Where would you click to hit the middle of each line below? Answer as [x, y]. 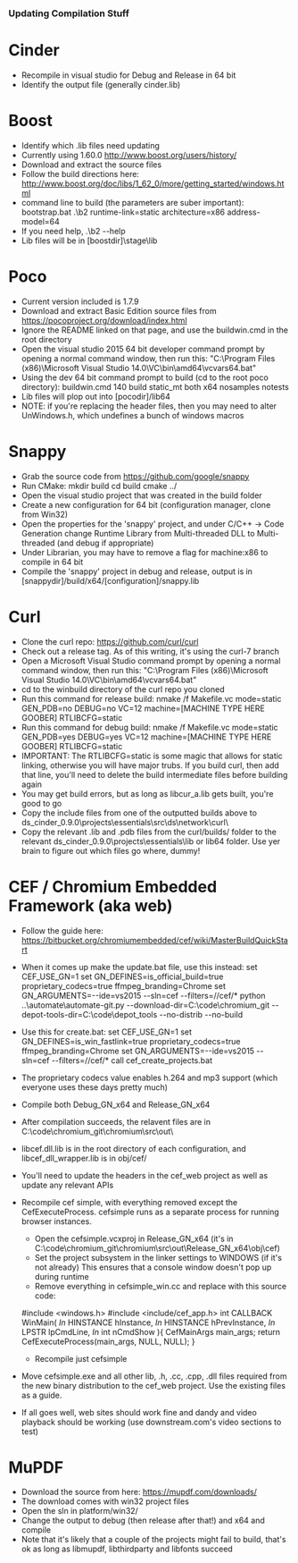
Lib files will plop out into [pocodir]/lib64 [96, 396]
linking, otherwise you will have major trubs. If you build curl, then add [150, 765]
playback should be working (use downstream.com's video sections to [151, 1422]
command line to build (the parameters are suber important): [132, 202]
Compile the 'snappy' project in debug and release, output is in [137, 571]
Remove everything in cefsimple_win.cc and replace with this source [161, 1286]
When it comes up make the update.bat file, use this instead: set [139, 967]
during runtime [62, 1276]
